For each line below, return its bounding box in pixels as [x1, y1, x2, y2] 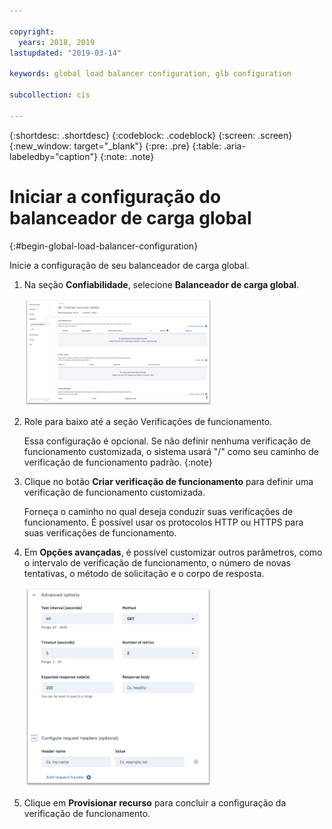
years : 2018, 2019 [18, 37, 96, 47]
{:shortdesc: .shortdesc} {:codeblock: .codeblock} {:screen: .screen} [9, 129, 293, 141]
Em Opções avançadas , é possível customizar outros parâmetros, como [23, 546, 323, 559]
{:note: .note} [99, 150, 155, 162]
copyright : [9, 26, 55, 37]
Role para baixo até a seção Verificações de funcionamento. [23, 416, 273, 428]
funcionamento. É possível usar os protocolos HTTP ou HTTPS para [23, 516, 304, 529]
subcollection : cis [9, 90, 91, 100]
